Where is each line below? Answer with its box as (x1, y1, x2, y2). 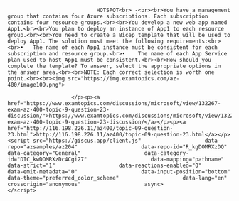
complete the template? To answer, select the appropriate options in (7, 63, 221, 70)
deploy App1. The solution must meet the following (7, 38, 164, 45)
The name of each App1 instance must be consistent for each (33, 44, 218, 51)
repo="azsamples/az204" (7, 143, 78, 151)
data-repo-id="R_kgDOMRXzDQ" (141, 143, 228, 151)
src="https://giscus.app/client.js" (33, 137, 142, 144)
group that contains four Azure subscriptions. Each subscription (7, 13, 208, 20)
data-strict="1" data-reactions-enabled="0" (7, 162, 202, 169)
